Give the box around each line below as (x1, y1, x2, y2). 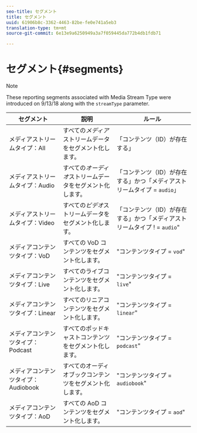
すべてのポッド (63, 324, 104, 333)
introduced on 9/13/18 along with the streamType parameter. (6, 100, 150, 107)
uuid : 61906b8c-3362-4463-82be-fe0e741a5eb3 (6, 19, 117, 25)
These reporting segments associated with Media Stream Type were (6, 94, 171, 101)
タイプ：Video (15, 219, 55, 227)
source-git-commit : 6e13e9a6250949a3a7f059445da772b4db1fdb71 (6, 31, 161, 36)
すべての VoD (63, 239, 99, 247)
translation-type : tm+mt (6, 25, 67, 31)
